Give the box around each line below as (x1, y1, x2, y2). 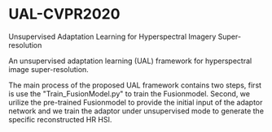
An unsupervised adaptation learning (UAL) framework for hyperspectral (8, 56, 252, 66)
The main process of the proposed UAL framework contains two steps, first (8, 80, 262, 90)
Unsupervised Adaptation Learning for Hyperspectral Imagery (8, 32, 217, 41)
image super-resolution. (8, 64, 90, 74)
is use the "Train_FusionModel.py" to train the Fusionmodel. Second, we (8, 88, 251, 98)
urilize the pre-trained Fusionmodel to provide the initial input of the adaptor (8, 97, 263, 107)
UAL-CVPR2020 (8, 5, 121, 23)
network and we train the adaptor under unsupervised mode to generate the (8, 106, 265, 116)
